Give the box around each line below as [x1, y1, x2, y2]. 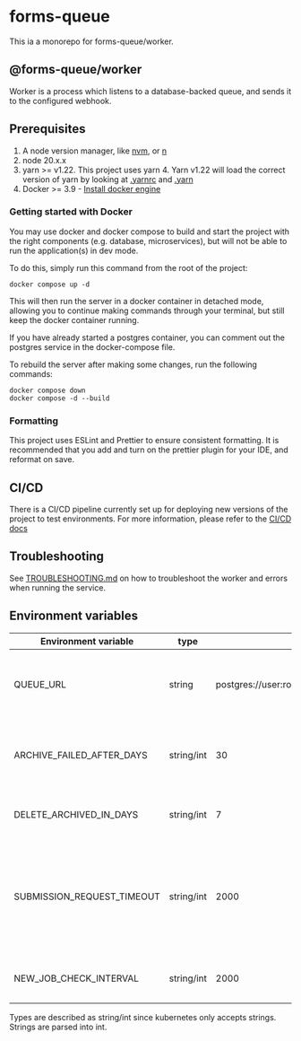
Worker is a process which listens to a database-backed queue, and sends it [9, 85, 292, 96]
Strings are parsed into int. [9, 1021, 107, 1032]
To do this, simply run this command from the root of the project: [9, 262, 248, 273]
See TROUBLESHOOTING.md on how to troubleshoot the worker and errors [9, 573, 288, 583]
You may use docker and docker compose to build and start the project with [9, 226, 289, 237]
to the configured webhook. [9, 95, 112, 106]
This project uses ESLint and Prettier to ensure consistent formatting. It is [9, 435, 279, 446]
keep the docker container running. [9, 314, 140, 325]
